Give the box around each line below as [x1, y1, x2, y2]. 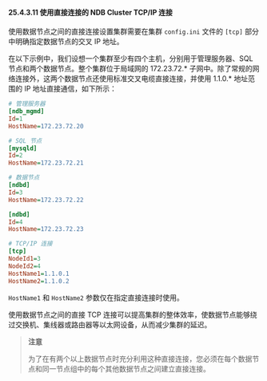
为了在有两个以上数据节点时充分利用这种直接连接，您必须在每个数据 [27, 354, 253, 363]
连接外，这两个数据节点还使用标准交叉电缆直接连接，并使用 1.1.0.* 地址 [14, 74, 249, 83]
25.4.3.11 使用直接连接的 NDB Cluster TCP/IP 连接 [8, 7, 173, 17]
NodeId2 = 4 [8, 261, 42, 270]
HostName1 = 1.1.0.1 [8, 270, 70, 278]
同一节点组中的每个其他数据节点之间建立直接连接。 [42, 363, 210, 373]
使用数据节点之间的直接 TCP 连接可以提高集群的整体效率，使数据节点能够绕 [8, 310, 257, 319]
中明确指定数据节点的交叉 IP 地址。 [8, 37, 124, 47]
